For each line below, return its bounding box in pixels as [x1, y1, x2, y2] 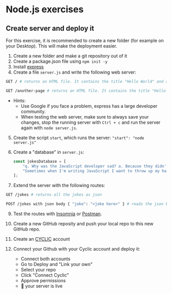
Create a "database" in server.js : [13, 149, 85, 155]
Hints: [13, 97, 26, 103]
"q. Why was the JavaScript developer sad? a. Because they [22, 164, 153, 169]
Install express [13, 64, 44, 70]
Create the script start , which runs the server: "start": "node [13, 134, 144, 141]
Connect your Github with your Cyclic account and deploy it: [13, 246, 140, 252]
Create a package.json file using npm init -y [13, 58, 108, 64]
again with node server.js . [20, 124, 78, 131]
